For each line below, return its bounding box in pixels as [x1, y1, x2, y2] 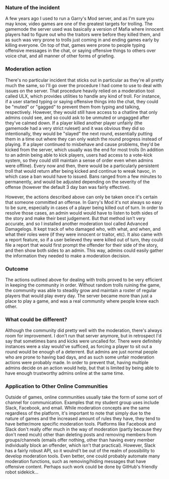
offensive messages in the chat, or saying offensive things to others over [5, 47, 156, 54]
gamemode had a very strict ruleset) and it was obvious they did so [5, 125, 145, 131]
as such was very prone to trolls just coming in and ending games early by [5, 37, 159, 43]
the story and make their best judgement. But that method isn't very [5, 215, 146, 221]
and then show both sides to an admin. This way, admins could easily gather [5, 247, 163, 253]
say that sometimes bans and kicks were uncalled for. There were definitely [5, 338, 162, 344]
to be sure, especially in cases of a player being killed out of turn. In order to [5, 204, 163, 211]
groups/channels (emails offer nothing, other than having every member [5, 437, 155, 443]
